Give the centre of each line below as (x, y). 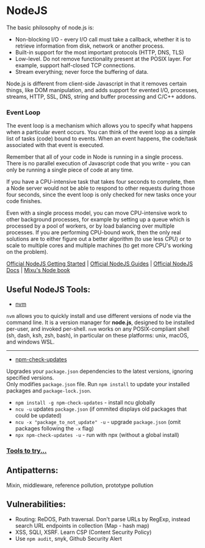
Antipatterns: (32, 470)
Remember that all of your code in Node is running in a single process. (95, 157)
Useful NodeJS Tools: (48, 290)
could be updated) (38, 416)
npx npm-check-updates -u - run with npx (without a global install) (97, 435)
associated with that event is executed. (56, 145)
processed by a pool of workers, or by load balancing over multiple (91, 226)
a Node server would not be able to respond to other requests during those (101, 188)
